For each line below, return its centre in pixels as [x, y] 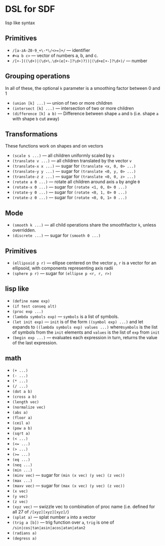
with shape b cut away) [36, 118]
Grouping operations [38, 76]
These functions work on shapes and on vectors [54, 146]
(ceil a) [21, 423]
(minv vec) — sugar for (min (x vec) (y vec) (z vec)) [68, 475]
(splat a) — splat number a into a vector [54, 517]
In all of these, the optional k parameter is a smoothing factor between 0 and [83, 88]
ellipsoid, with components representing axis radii [63, 268]
